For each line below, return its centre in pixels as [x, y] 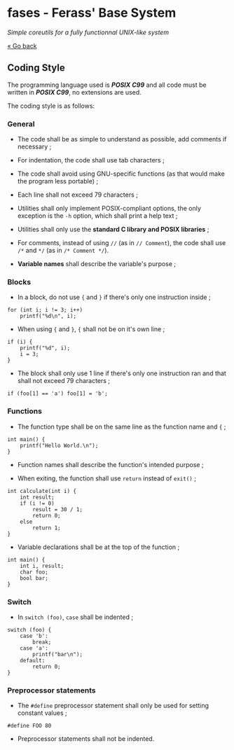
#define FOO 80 [29, 726]
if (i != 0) [37, 503]
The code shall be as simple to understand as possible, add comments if [122, 139]
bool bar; [34, 578]
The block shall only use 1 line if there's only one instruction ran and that [122, 373]
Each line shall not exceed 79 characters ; [77, 195]
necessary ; [34, 147]
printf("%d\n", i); [48, 317]
